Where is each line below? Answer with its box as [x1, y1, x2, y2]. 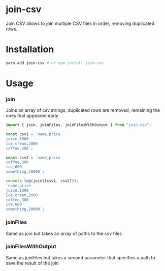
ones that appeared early [6, 113, 59, 119]
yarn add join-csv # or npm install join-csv [6, 60, 104, 66]
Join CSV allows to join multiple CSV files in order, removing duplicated [6, 20, 155, 26]
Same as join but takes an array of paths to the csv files [6, 230, 122, 236]
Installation [6, 44, 54, 55]
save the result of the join [6, 260, 59, 266]
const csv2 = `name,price [6, 155, 60, 160]
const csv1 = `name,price [6, 132, 60, 137]
